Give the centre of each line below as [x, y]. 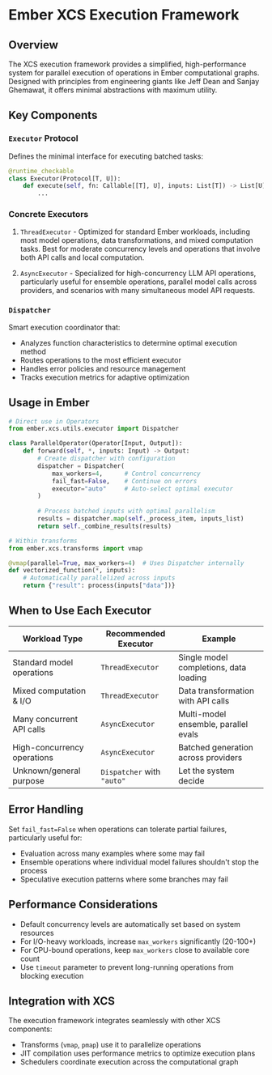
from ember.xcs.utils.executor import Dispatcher [94, 429]
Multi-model [202, 714]
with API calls [204, 700]
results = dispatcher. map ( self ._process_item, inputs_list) [141, 519]
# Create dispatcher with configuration [106, 459]
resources [37, 933]
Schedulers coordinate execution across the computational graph [129, 1062]
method [33, 351]
